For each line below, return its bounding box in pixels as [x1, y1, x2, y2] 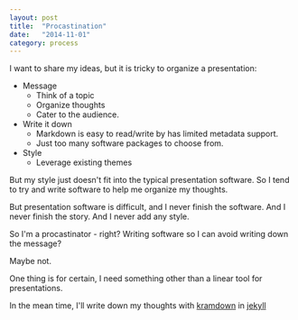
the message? [9, 238, 61, 249]
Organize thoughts [35, 100, 106, 111]
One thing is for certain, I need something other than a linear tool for [9, 273, 263, 284]
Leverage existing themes [35, 157, 133, 168]
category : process [9, 38, 79, 48]
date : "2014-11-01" [9, 30, 91, 39]
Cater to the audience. [35, 109, 119, 120]
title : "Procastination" [9, 22, 107, 31]
